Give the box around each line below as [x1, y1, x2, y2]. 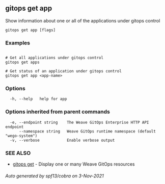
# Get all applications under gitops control [5, 56, 103, 61]
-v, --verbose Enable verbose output [10, 138, 115, 143]
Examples [5, 39, 31, 46]
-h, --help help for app [10, 96, 67, 101]
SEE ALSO [5, 149, 31, 156]
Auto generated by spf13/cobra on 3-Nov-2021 [5, 173, 104, 179]
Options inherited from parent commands [5, 108, 111, 115]
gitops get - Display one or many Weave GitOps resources [12, 161, 135, 167]
